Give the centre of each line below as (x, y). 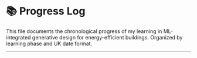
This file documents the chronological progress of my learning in (84, 31)
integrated (18, 37)
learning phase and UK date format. (49, 43)
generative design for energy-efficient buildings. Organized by (107, 37)
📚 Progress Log (46, 11)
